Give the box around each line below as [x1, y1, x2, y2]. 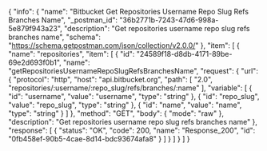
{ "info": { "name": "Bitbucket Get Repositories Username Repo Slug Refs [8, 7, 249, 16]
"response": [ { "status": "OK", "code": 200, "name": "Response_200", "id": [8, 125, 256, 135]
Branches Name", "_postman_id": [8, 15, 118, 25]
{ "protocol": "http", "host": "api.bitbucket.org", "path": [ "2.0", [8, 75, 213, 84]
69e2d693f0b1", [8, 58, 62, 67]
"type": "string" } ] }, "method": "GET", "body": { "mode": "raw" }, [8, 109, 224, 118]
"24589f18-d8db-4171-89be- [136, 50, 233, 58]
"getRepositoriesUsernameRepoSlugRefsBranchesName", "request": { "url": [8, 66, 258, 75]
